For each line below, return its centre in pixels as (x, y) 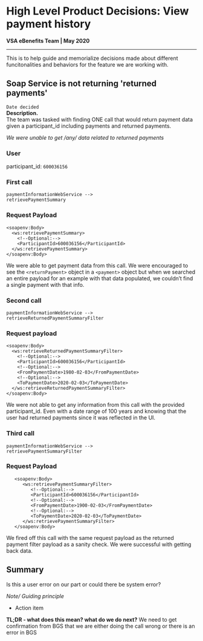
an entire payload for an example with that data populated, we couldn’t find (100, 278)
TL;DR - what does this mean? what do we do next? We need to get (92, 619)
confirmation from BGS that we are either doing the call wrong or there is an (101, 626)
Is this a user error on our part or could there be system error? (84, 584)
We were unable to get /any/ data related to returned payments (85, 137)
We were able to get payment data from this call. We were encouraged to (97, 265)
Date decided (23, 107)
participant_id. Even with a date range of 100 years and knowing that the (96, 411)
